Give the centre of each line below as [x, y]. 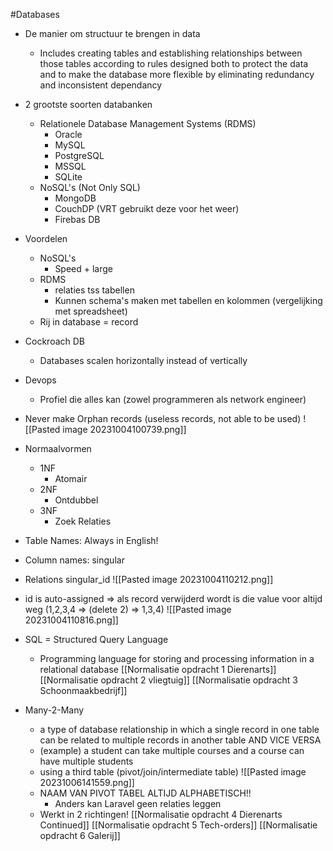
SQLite [68, 177]
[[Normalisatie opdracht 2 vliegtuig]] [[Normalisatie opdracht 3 [168, 680]
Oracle [68, 134]
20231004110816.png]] [71, 620]
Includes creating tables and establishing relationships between [171, 53]
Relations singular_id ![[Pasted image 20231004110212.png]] [149, 579]
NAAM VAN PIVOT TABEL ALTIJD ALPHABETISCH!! [145, 793]
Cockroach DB [55, 341]
